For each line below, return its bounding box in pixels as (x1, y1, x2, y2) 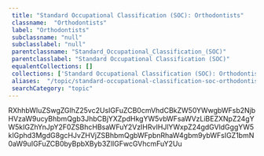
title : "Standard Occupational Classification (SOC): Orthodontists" (11, 11, 244, 20)
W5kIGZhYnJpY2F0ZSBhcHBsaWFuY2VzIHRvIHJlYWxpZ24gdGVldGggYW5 (8, 122, 255, 132)
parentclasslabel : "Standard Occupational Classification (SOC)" (11, 56, 230, 63)
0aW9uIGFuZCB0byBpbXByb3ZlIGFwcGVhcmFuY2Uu (8, 139, 182, 149)
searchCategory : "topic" (11, 84, 93, 93)
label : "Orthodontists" (11, 26, 90, 34)
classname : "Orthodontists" (11, 19, 108, 27)
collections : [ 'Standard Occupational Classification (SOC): (11, 70, 216, 78)
